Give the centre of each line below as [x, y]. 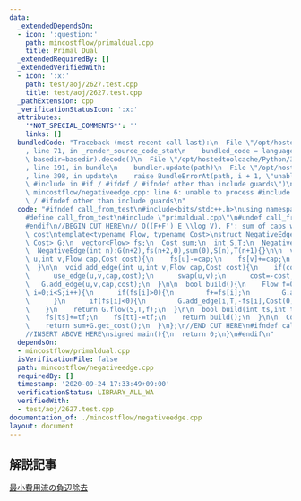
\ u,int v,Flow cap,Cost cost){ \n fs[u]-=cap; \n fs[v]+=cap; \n [158, 259]
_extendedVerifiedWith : [61, 68]
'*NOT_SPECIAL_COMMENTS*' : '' [82, 126]
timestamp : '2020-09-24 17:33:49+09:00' [94, 384]
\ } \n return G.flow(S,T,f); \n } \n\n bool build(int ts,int [156, 309]
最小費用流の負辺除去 [48, 488]
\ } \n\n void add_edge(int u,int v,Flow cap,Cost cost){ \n [142, 268]
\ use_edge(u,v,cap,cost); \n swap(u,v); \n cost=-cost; [160, 276]
